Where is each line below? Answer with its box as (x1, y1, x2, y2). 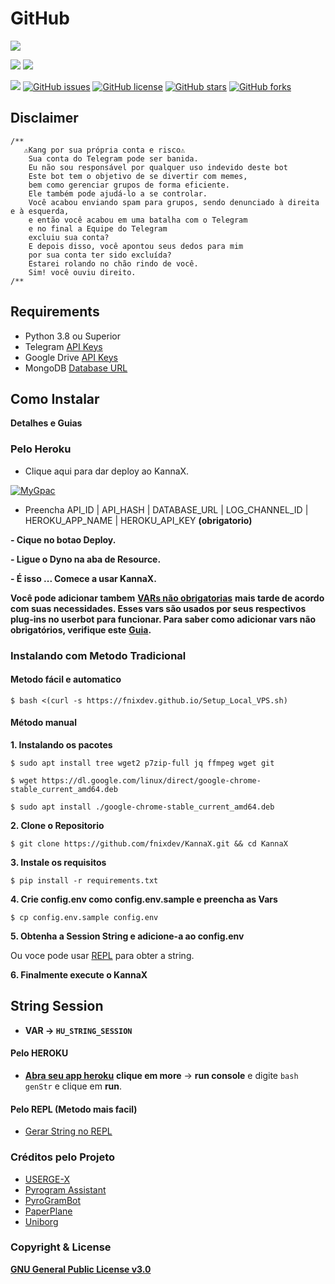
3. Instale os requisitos (10, 857, 107, 868)
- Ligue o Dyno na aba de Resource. (10, 553, 162, 565)
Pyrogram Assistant (24, 1183, 107, 1196)
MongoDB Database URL (24, 362, 128, 374)
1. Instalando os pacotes (10, 739, 113, 751)
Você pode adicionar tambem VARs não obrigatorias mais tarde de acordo (10, 592, 325, 604)
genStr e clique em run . (24, 1080, 123, 1092)
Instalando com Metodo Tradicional (10, 648, 187, 662)
